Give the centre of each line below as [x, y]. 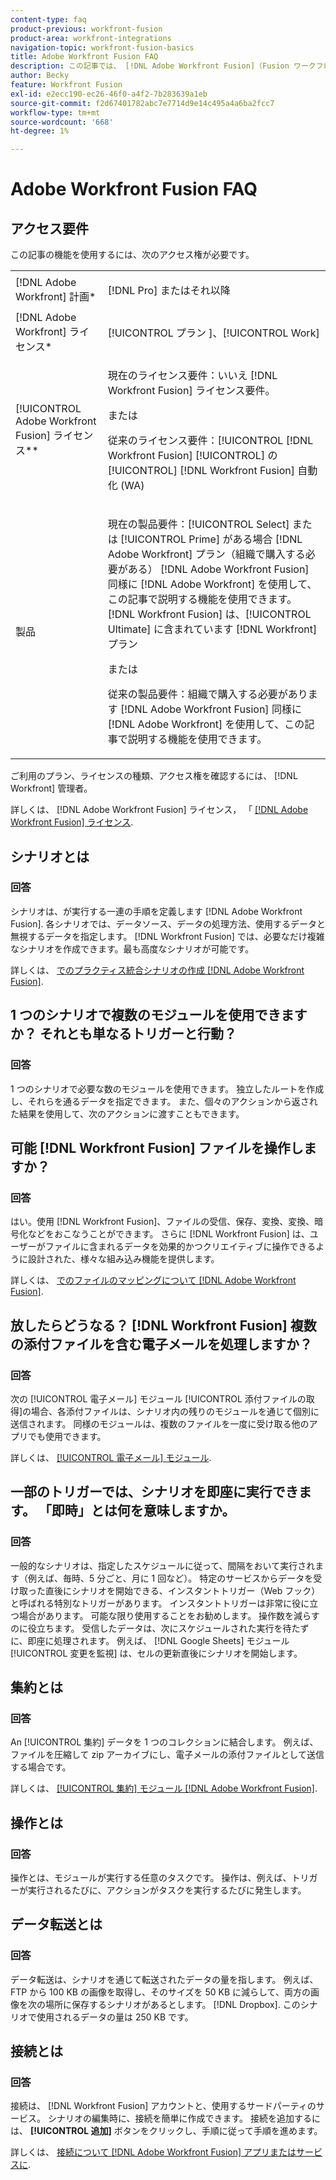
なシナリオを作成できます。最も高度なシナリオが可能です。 [132, 948]
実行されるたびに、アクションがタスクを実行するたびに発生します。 [167, 1890]
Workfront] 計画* [56, 297]
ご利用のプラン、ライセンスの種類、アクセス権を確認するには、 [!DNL [154, 776]
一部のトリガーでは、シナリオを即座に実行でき [154, 1492]
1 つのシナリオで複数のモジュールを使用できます [159, 1015]
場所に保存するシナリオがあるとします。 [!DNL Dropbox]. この [172, 2004]
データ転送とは [56, 1924]
